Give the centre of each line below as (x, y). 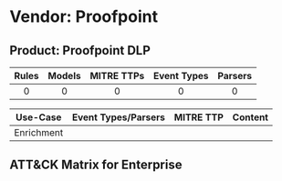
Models (64, 76)
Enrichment (39, 132)
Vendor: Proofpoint (84, 17)
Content (251, 117)
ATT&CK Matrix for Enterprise (96, 165)
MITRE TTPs (117, 76)
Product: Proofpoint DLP (80, 50)
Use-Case (38, 117)
